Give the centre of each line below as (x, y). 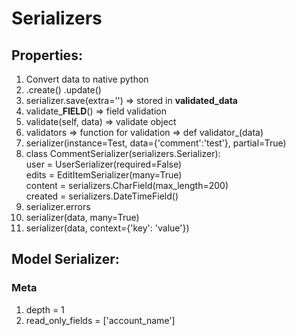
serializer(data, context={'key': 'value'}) (107, 228)
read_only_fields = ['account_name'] (100, 320)
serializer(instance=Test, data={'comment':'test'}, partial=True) (156, 143)
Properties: (47, 55)
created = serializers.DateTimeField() (102, 196)
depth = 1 (45, 309)
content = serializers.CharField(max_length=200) (127, 185)
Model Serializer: (65, 259)
